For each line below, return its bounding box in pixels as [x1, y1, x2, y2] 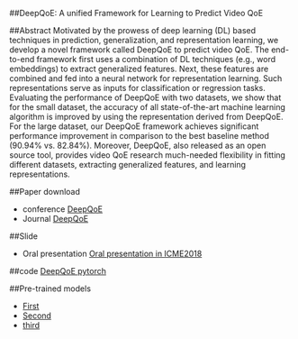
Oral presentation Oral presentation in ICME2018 [22, 248, 203, 259]
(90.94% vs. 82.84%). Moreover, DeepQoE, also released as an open [9, 140, 266, 151]
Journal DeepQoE [22, 214, 88, 224]
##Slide [9, 231, 39, 242]
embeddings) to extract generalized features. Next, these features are [9, 63, 269, 74]
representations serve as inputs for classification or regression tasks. [9, 83, 266, 93]
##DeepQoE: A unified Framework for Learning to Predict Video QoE [9, 8, 264, 18]
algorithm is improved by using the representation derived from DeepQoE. [9, 112, 284, 122]
